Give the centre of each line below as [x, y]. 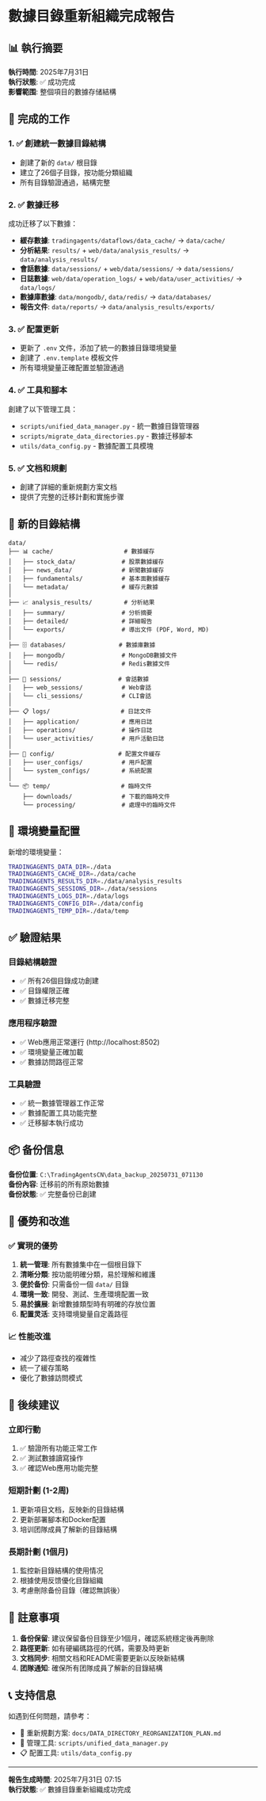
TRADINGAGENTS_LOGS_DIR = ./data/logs [68, 896]
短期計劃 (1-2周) [39, 1490]
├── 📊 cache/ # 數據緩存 [82, 551]
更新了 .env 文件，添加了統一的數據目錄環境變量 [98, 348]
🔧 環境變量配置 [44, 832]
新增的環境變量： [36, 852]
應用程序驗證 [33, 1023]
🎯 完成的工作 [39, 119]
